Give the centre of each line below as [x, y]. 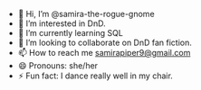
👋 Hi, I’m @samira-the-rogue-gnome [86, 14]
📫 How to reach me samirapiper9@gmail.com [104, 53]
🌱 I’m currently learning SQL [71, 33]
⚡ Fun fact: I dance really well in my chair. [96, 76]
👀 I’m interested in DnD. [62, 23]
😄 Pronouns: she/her [57, 66]
